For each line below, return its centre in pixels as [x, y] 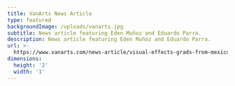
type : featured [29, 20]
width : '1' [29, 71]
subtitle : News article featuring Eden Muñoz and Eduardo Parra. [104, 33]
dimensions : [24, 59]
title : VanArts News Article [50, 14]
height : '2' [31, 65]
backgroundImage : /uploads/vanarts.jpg [65, 26]
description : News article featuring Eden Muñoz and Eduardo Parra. [109, 40]
